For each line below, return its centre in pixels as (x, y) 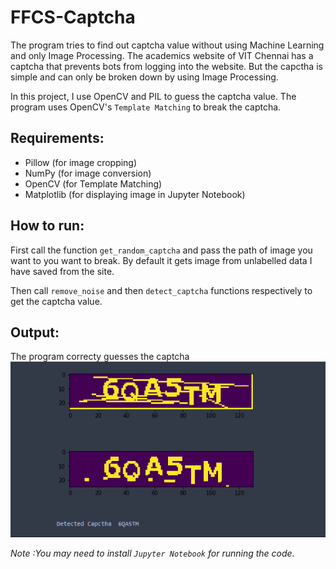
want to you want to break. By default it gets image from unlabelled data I (161, 260)
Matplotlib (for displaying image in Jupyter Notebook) (135, 194)
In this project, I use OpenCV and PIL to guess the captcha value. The (153, 96)
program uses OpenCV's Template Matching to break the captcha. (146, 107)
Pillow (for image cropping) (81, 162)
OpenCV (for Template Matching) (93, 183)
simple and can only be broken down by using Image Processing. (144, 77)
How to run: (47, 226)
